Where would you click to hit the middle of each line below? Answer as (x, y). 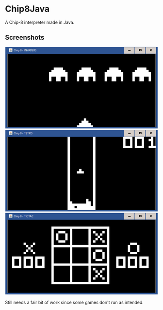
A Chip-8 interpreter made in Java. (40, 22)
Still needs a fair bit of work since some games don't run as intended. (74, 302)
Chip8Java (27, 9)
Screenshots (25, 38)
